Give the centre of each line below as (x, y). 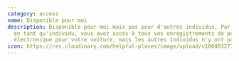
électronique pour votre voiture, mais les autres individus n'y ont (119, 40)
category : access (33, 14)
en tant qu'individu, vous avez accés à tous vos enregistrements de (119, 33)
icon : (15, 46)
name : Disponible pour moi (47, 20)
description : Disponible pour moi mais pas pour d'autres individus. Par (119, 27)
